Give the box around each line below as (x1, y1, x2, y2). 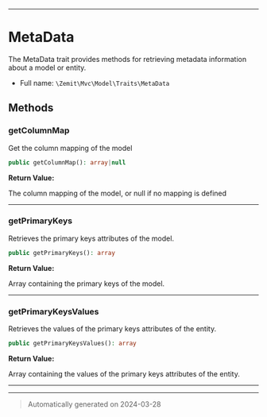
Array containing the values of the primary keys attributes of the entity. (8, 369, 241, 378)
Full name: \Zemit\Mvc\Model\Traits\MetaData (19, 78, 170, 87)
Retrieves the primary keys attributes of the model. (8, 234, 175, 243)
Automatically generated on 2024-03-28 (27, 399, 161, 409)
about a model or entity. (8, 63, 87, 72)
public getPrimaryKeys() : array (8, 249, 115, 257)
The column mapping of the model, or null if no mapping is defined (8, 188, 227, 198)
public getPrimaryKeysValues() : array (8, 339, 137, 347)
